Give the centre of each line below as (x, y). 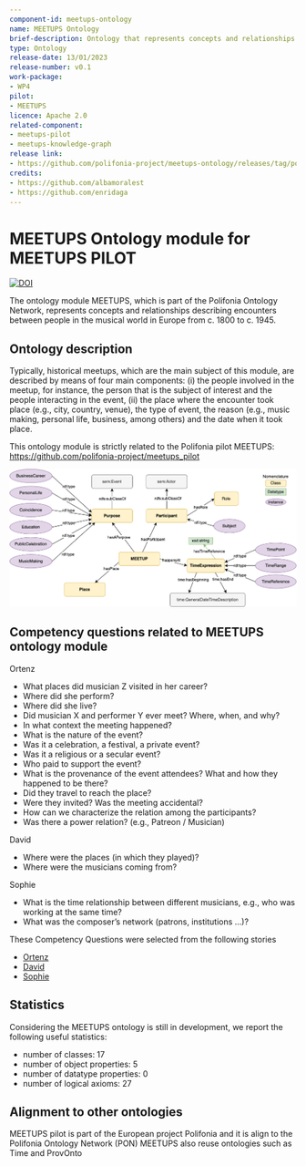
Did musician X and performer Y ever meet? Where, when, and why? (151, 715)
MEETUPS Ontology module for (130, 238)
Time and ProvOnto (46, 1153)
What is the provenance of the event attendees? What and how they (150, 773)
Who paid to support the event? (82, 764)
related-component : (46, 125)
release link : (36, 154)
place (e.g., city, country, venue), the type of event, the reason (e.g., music (150, 409)
